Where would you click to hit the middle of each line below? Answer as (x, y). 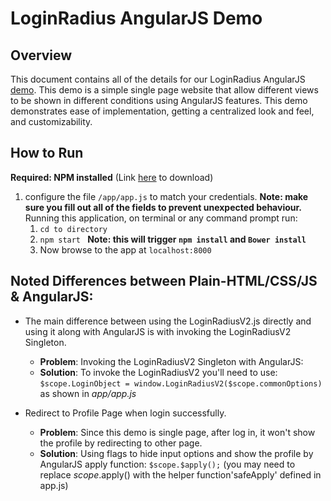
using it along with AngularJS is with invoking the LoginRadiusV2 (158, 331)
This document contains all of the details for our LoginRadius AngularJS (158, 79)
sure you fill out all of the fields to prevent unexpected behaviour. (163, 207)
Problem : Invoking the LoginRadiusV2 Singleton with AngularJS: (171, 361)
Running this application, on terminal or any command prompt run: (161, 218)
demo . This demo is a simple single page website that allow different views (164, 90)
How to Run (47, 153)
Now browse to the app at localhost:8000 (125, 249)
